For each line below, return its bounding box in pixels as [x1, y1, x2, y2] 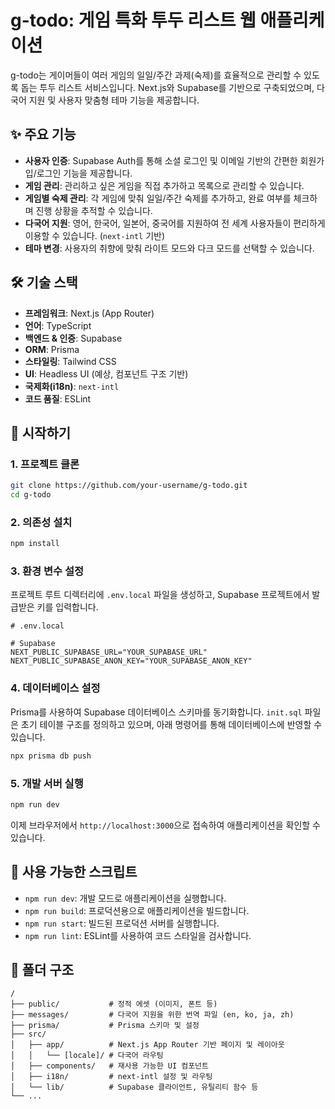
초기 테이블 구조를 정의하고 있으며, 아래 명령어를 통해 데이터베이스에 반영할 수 [20, 718, 323, 730]
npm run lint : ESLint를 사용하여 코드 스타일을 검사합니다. [24, 929, 252, 941]
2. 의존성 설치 [10, 515, 73, 529]
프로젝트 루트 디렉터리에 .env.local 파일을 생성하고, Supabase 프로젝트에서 [10, 589, 310, 601]
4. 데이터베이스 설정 [10, 681, 101, 695]
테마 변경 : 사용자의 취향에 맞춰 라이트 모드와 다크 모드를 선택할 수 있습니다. [24, 242, 315, 254]
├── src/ [10, 1029, 47, 1040]
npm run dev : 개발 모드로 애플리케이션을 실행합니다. [24, 892, 227, 904]
